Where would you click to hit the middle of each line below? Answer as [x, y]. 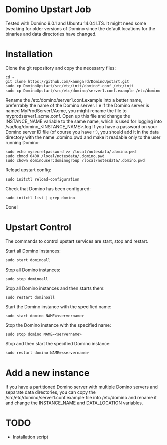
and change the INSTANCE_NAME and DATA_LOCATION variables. [74, 403]
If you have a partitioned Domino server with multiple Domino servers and [82, 387]
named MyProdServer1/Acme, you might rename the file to [66, 110]
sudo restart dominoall [30, 297]
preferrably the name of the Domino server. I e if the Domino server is [77, 105]
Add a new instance [47, 373]
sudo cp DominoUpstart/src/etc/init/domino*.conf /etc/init [70, 86]
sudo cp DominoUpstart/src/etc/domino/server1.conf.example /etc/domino [83, 91]
